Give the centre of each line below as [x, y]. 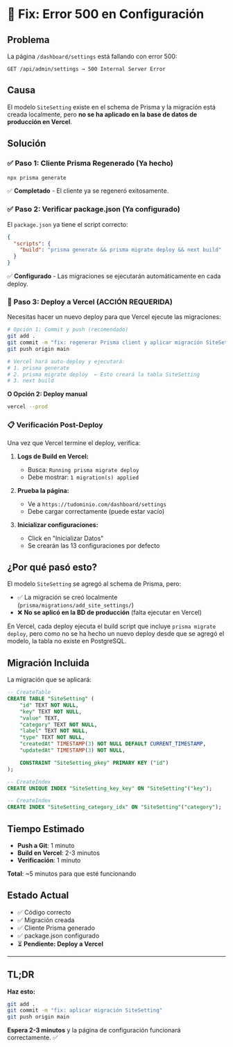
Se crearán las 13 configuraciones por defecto [94, 545]
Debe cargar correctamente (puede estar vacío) [96, 511]
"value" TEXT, [40, 718]
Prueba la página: [43, 490]
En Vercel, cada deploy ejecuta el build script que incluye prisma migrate [112, 626]
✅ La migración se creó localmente [67, 597]
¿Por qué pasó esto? [52, 567]
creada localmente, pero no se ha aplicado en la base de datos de [102, 114]
